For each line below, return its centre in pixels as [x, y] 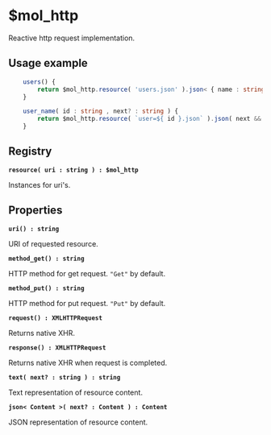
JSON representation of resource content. [78, 422]
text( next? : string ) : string [65, 377]
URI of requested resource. [53, 243]
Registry [30, 151]
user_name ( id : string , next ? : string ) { [101, 111]
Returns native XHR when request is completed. [88, 362]
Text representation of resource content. [76, 392]
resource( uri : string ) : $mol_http [73, 170]
